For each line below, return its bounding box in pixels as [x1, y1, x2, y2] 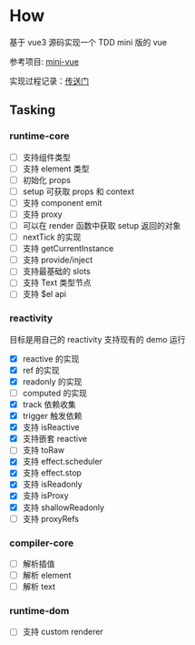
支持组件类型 [22, 151, 71, 162]
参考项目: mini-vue [9, 56, 80, 67]
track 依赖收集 [22, 398, 77, 410]
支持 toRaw [22, 445, 65, 456]
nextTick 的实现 [22, 231, 82, 242]
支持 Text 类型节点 [22, 277, 92, 288]
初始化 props [22, 174, 71, 185]
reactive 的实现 [22, 353, 80, 364]
